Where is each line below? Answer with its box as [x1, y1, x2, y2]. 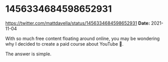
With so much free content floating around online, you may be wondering [5, 35, 160, 42]
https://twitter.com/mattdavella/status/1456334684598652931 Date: [5, 20, 150, 26]
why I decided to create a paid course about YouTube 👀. [5, 40, 124, 47]
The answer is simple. [5, 51, 52, 57]
